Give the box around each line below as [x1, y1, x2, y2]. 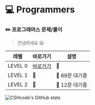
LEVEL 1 [8, 72, 28, 79]
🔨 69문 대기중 [56, 72, 87, 79]
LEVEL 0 [8, 62, 28, 69]
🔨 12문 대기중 [56, 81, 87, 88]
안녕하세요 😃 [17, 40, 44, 46]
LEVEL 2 [8, 81, 28, 88]
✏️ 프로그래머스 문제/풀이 [5, 26, 63, 33]
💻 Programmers [5, 4, 75, 15]
